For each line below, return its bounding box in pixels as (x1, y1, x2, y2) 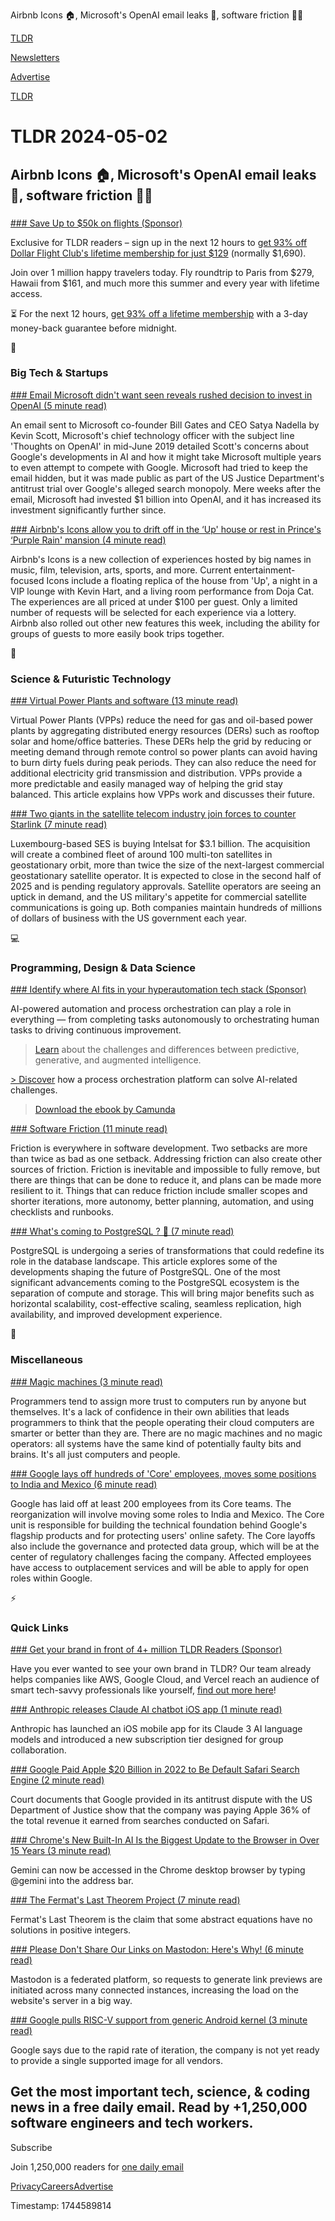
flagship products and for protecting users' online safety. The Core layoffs (10, 1529, 316, 1541)
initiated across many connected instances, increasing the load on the (10, 1984, 299, 1996)
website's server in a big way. (10, 1994, 133, 2006)
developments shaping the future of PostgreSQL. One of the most (10, 1266, 281, 1278)
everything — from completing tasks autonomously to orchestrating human (10, 1014, 320, 1026)
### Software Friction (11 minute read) (10, 1123, 168, 1135)
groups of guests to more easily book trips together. (10, 627, 225, 639)
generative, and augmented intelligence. (34, 1054, 202, 1066)
